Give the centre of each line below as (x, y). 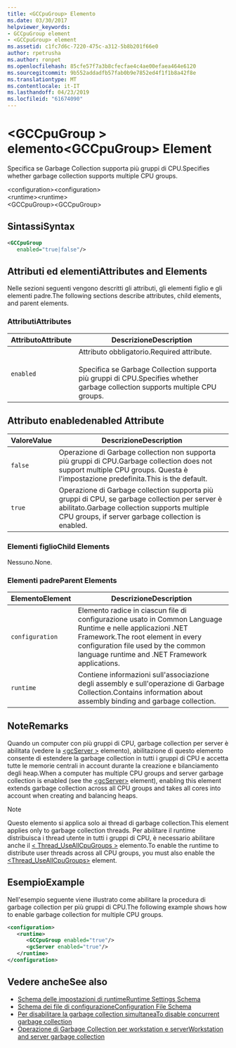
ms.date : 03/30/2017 (38, 20)
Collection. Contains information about (140, 693)
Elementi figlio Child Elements (59, 547)
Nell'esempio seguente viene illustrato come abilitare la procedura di (106, 899)
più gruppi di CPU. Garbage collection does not (136, 461)
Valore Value (32, 440)
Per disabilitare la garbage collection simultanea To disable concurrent (118, 1014)
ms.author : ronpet (34, 60)
